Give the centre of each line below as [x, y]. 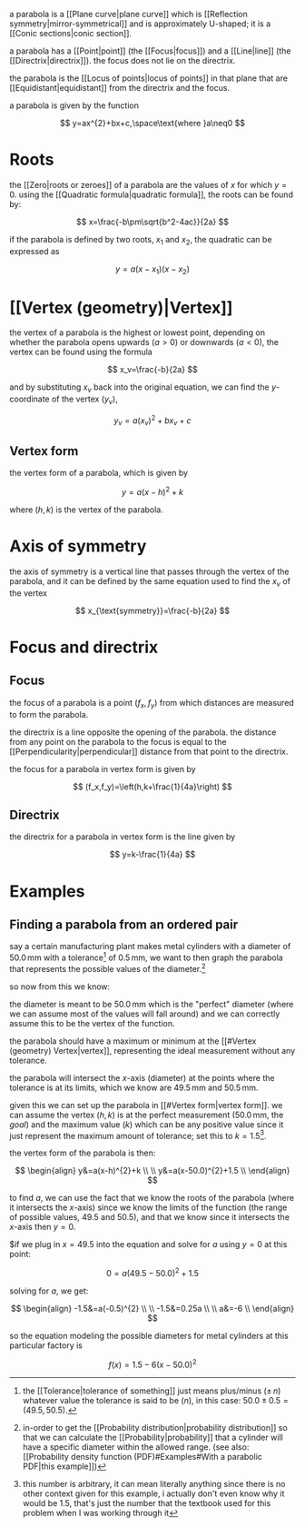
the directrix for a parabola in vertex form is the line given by [123, 837]
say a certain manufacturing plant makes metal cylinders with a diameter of [150, 947]
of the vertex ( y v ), [84, 400]
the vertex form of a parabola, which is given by [99, 473]
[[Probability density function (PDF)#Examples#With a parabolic [143, 1456]
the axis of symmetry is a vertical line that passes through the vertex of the [149, 571]
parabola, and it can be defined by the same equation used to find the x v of [150, 582]
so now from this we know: [60, 987]
